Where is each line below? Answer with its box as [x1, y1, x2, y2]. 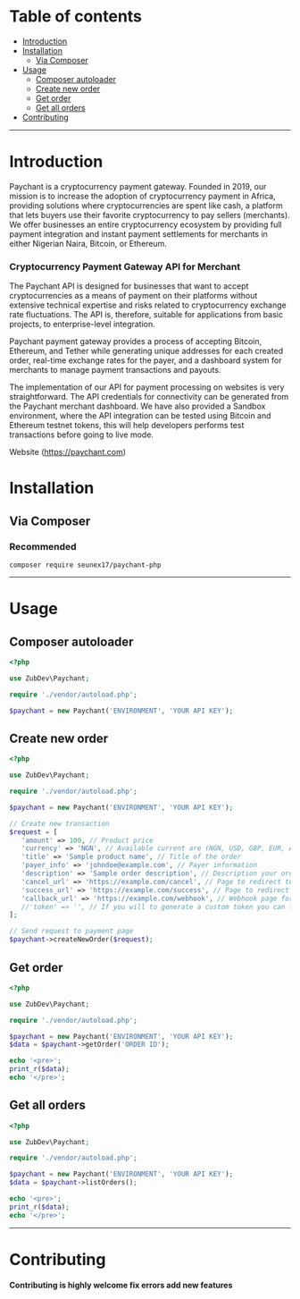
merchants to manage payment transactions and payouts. [9, 365, 221, 375]
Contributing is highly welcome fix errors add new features [9, 1279, 233, 1290]
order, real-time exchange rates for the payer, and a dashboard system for [9, 355, 282, 366]
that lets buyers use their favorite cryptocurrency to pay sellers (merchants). [9, 209, 290, 220]
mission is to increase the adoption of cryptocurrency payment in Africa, [9, 190, 276, 201]
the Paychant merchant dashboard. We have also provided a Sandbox [9, 401, 266, 412]
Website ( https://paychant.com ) [9, 447, 127, 458]
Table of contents [9, 6, 143, 27]
